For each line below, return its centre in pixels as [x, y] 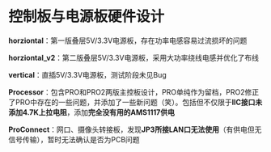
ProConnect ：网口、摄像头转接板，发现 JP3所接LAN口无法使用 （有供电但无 [135, 129]
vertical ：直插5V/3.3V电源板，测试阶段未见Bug [88, 74]
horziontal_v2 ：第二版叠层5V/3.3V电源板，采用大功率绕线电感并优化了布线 [133, 57]
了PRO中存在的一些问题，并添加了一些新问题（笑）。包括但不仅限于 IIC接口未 [135, 102]
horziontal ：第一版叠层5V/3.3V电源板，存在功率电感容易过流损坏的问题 [128, 40]
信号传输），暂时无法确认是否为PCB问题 [74, 139]
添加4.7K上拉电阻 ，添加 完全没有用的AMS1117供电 [92, 112]
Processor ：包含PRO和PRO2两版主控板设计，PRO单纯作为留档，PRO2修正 [134, 92]
